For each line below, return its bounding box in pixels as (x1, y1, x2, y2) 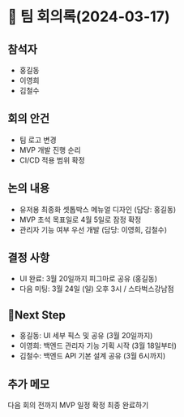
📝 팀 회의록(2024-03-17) (7, 7, 170, 26)
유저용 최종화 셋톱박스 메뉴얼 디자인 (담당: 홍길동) (19, 204, 177, 214)
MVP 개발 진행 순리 (19, 145, 82, 154)
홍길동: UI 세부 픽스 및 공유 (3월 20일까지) (19, 331, 153, 341)
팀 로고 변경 (19, 135, 58, 145)
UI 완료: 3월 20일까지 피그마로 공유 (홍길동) (19, 274, 158, 284)
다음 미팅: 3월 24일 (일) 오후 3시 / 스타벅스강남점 (19, 284, 175, 293)
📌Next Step (7, 308, 66, 322)
